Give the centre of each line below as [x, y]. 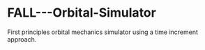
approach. [22, 39]
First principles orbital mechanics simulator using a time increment [103, 32]
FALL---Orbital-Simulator [82, 13]
